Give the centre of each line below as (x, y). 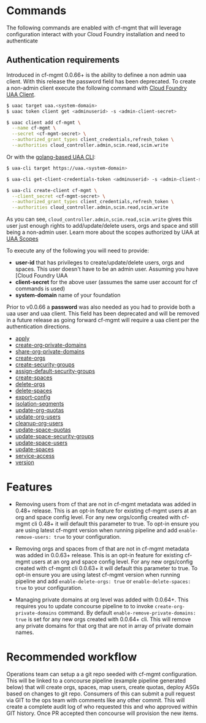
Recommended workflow (72, 657)
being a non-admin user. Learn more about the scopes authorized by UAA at (103, 232)
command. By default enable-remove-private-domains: (127, 613)
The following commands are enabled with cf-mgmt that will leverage (94, 28)
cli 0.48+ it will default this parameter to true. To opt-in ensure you (115, 524)
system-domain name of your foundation (68, 295)
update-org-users (38, 417)
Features (29, 487)
